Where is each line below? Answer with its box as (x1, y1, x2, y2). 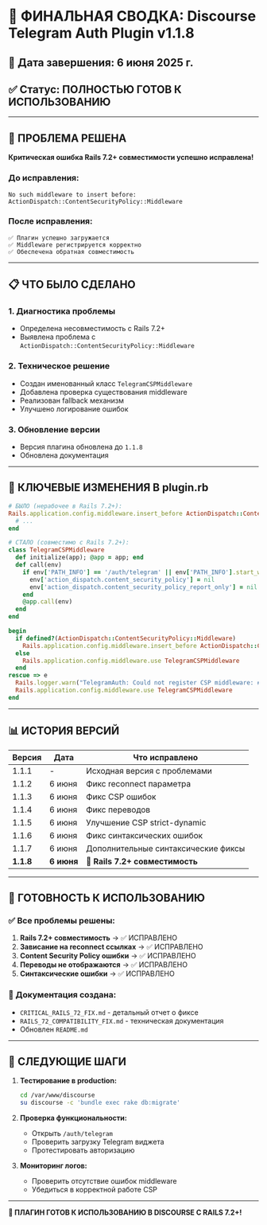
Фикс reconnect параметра (86, 778, 192, 789)
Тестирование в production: (19, 1076, 118, 1086)
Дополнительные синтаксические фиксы (86, 843, 246, 854)
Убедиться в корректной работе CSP (31, 1185, 157, 1195)
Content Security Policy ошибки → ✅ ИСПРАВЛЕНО (19, 951, 196, 961)
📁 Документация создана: (8, 989, 117, 1001)
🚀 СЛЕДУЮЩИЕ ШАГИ (8, 1055, 127, 1068)
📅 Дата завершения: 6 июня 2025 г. (8, 56, 194, 69)
